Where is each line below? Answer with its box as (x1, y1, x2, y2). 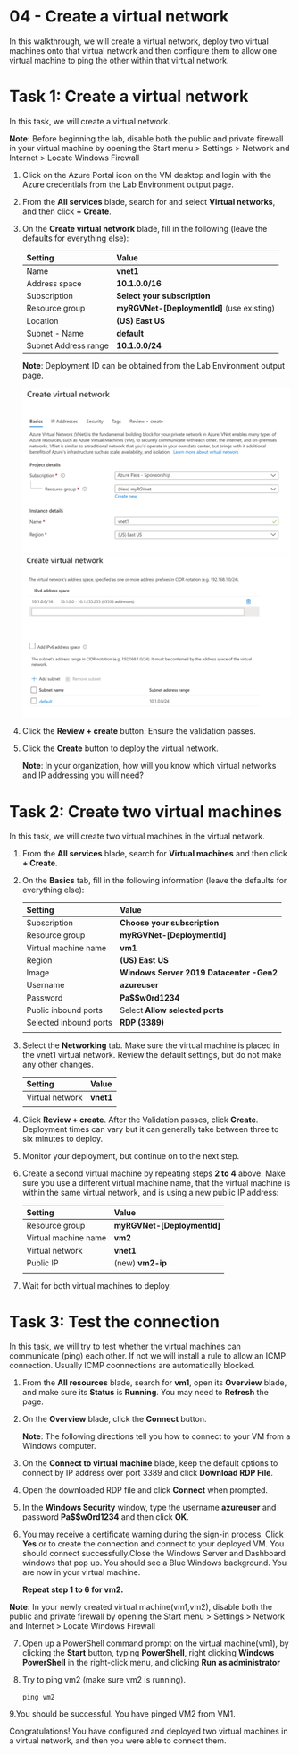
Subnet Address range (26, 340, 110, 351)
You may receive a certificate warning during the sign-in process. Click (21, 1529, 284, 1540)
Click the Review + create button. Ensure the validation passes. (21, 726, 256, 737)
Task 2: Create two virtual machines (9, 801, 283, 822)
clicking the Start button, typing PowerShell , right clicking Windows (21, 1648, 275, 1658)
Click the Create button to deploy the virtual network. (21, 743, 219, 754)
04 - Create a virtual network (9, 6, 229, 27)
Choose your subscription (120, 917, 220, 928)
